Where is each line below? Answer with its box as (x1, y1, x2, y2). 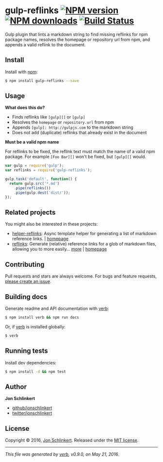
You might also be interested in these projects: (5, 221, 98, 227)
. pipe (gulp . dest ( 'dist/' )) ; (14, 190, 70, 195)
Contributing (5, 260, 45, 268)
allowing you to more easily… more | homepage (12, 246, 107, 252)
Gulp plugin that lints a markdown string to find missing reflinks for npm (5, 31, 148, 37)
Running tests (5, 347, 49, 355)
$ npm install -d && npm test (5, 369, 66, 374)
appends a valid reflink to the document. (5, 41, 86, 47)
